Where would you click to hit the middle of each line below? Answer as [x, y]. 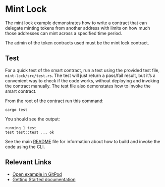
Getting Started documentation [44, 179]
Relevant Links [28, 162]
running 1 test [21, 128]
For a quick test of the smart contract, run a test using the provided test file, [82, 70]
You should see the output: [33, 119]
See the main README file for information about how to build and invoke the [83, 141]
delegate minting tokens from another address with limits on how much [78, 28]
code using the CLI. [25, 147]
